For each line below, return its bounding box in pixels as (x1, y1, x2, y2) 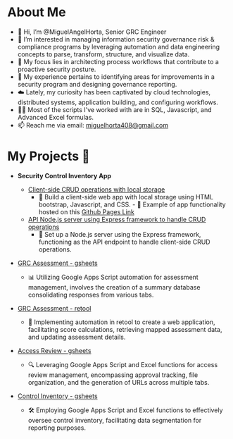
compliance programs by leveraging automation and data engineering (17, 42, 220, 51)
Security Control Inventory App (17, 171, 111, 180)
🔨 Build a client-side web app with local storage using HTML (38, 192, 213, 201)
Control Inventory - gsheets (17, 392, 98, 400)
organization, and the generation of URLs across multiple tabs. (27, 378, 210, 386)
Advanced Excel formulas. (17, 113, 94, 121)
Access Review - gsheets (17, 346, 92, 354)
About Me (7, 4, 66, 20)
